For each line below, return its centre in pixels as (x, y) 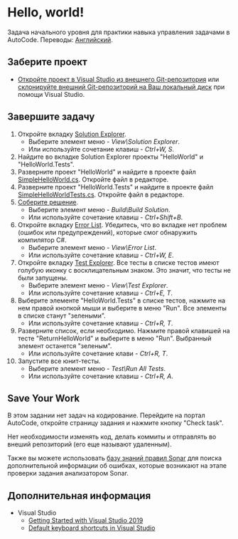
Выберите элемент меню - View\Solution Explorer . (104, 141)
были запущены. (43, 278)
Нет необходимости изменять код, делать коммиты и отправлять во (112, 437)
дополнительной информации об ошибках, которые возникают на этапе (117, 466)
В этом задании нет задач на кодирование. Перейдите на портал (107, 415)
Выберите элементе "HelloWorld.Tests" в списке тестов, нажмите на (121, 300)
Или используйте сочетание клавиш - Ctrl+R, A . (101, 376)
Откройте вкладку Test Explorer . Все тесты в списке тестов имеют (118, 262)
